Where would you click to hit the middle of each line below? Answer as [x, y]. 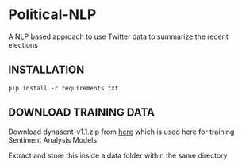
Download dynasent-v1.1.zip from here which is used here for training [121, 132]
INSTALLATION [46, 70]
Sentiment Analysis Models [53, 139]
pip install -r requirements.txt [63, 88]
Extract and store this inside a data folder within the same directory [118, 155]
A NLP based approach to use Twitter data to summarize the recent [118, 36]
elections [23, 44]
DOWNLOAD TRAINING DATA [81, 113]
